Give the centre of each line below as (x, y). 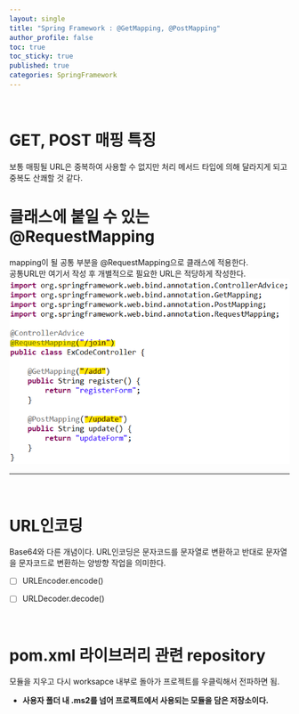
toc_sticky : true (41, 57)
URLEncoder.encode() (63, 581)
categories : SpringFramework (63, 76)
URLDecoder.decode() (63, 599)
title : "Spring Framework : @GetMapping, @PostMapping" (115, 28)
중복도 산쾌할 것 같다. (46, 177)
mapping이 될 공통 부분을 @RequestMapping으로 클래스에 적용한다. (129, 262)
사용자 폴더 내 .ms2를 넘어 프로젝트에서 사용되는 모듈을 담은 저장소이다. (145, 701)
